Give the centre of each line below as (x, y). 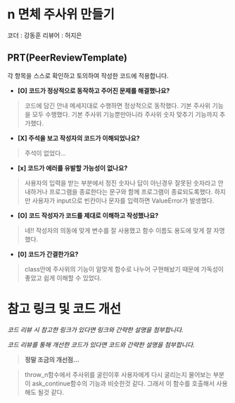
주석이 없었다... (45, 153)
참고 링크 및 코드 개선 (64, 308)
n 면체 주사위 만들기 (61, 14)
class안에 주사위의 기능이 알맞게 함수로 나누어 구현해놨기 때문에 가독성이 (124, 269)
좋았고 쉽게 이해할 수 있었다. (63, 278)
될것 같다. (51, 392)
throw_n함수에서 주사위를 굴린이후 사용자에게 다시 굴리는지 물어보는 (118, 374)
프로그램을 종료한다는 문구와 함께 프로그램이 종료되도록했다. (131, 191)
